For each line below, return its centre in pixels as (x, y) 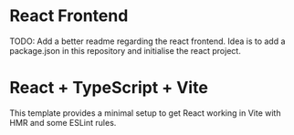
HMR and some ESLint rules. (63, 122)
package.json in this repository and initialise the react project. (126, 50)
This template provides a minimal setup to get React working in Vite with (145, 113)
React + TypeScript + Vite (109, 88)
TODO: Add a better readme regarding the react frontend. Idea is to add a (147, 41)
